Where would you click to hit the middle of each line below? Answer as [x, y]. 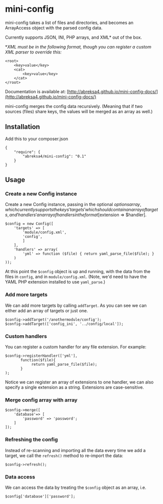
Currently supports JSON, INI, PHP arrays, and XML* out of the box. [73, 37]
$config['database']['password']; [40, 496]
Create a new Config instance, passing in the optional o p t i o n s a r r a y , [73, 204]
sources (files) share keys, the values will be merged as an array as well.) [79, 111]
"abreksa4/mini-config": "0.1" [55, 156]
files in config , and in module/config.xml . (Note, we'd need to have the [76, 277]
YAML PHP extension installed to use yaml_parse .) [55, 282]
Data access [20, 477]
